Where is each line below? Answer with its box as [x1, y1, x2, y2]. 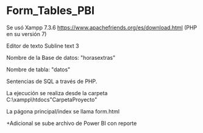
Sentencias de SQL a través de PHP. [6, 77, 98, 85]
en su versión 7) [6, 30, 47, 37]
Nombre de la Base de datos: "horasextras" [6, 54, 116, 61]
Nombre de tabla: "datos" [6, 65, 71, 73]
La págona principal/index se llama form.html [6, 107, 120, 115]
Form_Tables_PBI [6, 4, 94, 18]
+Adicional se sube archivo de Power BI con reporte [6, 120, 137, 127]
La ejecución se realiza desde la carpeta [6, 89, 108, 96]
